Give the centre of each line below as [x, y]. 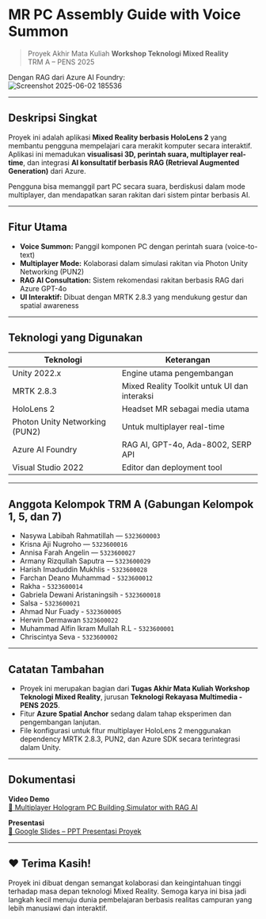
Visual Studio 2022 [48, 467]
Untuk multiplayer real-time [173, 427]
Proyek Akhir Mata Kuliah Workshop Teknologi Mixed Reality [128, 53]
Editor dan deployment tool [172, 467]
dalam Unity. [40, 747]
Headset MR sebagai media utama [185, 409]
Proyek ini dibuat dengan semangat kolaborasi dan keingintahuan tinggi [125, 882]
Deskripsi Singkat [53, 118]
